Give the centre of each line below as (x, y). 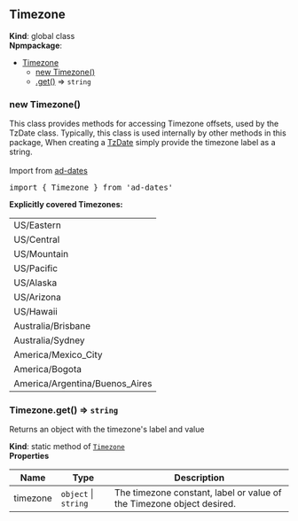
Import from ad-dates (49, 171)
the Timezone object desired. (175, 504)
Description (200, 478)
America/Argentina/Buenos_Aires (83, 384)
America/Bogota (48, 369)
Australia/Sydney (49, 340)
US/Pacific (36, 268)
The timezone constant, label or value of (198, 493)
